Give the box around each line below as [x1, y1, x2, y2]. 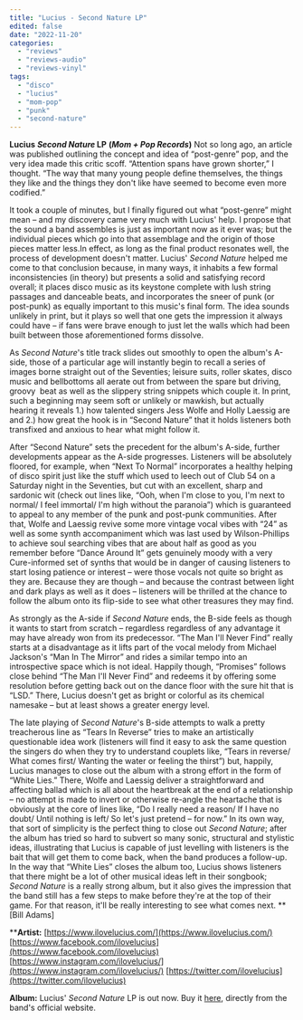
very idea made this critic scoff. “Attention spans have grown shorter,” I [9, 158, 274, 169]
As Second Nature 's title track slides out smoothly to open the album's [9, 348, 273, 358]
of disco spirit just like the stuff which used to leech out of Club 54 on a [9, 471, 276, 481]
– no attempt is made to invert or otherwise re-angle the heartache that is [9, 794, 282, 806]
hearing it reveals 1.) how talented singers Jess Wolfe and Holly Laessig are [9, 405, 291, 416]
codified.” [9, 187, 46, 198]
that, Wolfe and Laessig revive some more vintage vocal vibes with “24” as [9, 519, 288, 529]
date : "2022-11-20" [9, 30, 83, 39]
